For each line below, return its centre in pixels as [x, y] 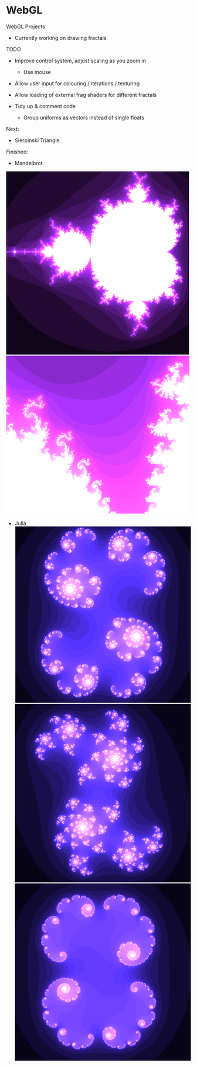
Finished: [17, 152]
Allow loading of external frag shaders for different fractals [86, 95]
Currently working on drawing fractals [60, 38]
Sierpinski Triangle [37, 140]
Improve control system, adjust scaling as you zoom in [80, 61]
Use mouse [37, 72]
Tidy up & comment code [45, 106]
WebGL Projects [26, 26]
